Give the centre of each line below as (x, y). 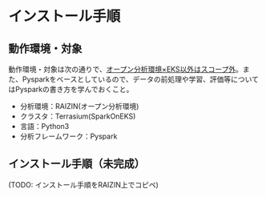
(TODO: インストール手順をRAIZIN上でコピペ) (83, 184)
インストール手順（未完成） (77, 164)
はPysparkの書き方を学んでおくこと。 (71, 89)
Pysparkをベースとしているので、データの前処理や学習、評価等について (140, 79)
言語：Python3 (44, 126)
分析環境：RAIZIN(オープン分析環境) (79, 106)
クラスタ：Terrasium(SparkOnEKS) (78, 116)
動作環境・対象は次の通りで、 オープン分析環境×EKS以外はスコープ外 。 (125, 69)
